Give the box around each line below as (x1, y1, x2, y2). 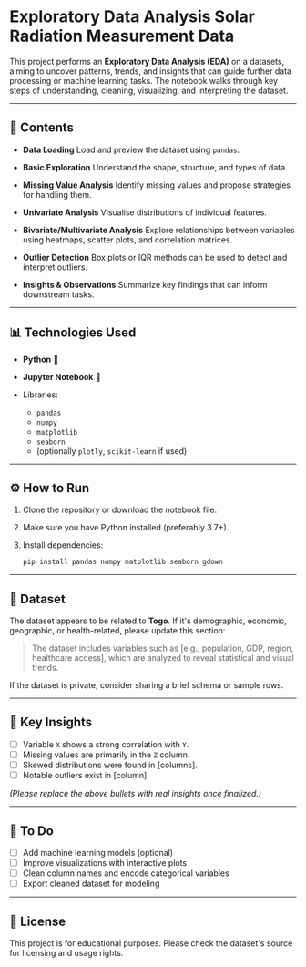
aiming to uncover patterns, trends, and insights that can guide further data (9, 66, 292, 77)
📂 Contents (9, 120, 75, 136)
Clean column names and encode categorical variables (22, 868, 229, 879)
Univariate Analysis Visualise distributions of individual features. (22, 207, 267, 218)
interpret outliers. (22, 262, 88, 273)
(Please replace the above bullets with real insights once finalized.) (9, 788, 262, 799)
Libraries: (22, 389, 59, 400)
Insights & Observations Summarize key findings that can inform (22, 279, 268, 290)
